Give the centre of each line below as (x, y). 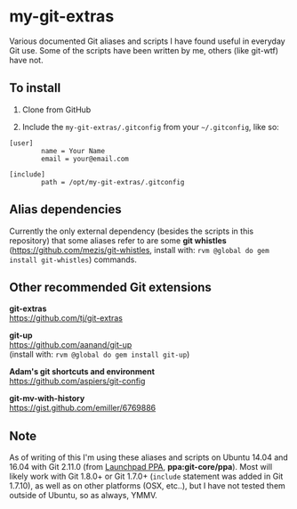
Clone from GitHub (56, 110)
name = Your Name (73, 151)
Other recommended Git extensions (110, 287)
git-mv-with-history (47, 398)
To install (35, 88)
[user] (21, 143)
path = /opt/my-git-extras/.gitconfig (113, 182)
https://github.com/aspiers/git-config (77, 382)
